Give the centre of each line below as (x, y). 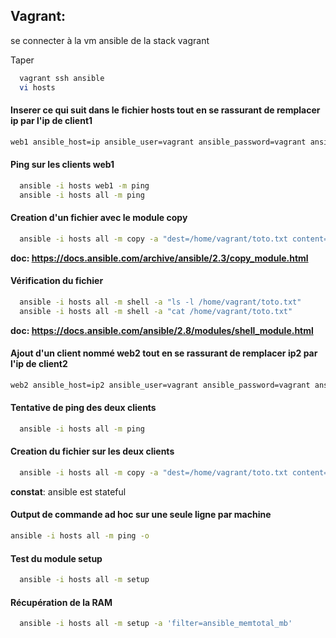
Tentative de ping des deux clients (83, 408)
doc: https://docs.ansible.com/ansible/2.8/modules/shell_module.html (162, 330)
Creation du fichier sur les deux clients (92, 451)
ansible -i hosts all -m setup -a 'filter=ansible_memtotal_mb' (156, 624)
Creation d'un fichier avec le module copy (99, 218)
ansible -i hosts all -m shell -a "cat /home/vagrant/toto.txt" (156, 311)
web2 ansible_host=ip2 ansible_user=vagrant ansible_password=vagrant (160, 385)
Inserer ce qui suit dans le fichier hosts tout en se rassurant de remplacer (165, 110)
